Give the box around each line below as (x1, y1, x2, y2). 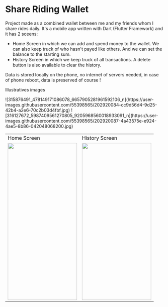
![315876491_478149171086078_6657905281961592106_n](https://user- (5, 96, 154, 103)
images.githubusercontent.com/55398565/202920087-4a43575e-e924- (5, 118, 157, 124)
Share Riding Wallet (5, 4, 89, 15)
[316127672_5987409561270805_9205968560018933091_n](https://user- (5, 112, 158, 119)
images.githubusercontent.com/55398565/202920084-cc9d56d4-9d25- (5, 101, 157, 108)
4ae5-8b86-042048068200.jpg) (5, 123, 73, 129)
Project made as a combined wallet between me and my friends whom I (5, 20, 154, 26)
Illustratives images (5, 86, 45, 92)
